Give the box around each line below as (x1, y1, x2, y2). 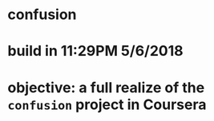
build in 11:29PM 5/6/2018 (7, 42, 184, 60)
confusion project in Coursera (7, 96, 207, 113)
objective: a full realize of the (7, 78, 205, 96)
